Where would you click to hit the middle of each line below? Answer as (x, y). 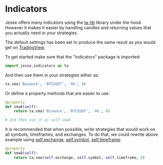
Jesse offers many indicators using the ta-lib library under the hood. (74, 22)
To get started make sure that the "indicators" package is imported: (73, 56)
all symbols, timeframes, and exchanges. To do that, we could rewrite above (82, 134)
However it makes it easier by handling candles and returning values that (78, 27)
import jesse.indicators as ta (37, 66)
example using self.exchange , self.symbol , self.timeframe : (63, 140)
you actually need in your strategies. (41, 33)
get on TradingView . (25, 47)
